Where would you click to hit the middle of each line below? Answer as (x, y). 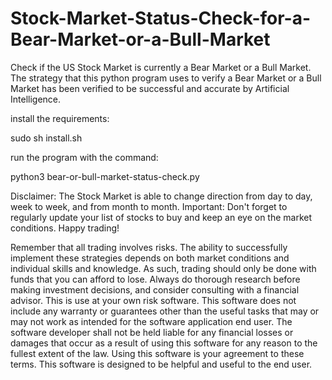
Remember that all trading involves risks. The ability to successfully (149, 247)
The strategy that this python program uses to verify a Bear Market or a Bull (166, 78)
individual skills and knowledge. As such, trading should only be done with (163, 268)
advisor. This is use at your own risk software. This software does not (153, 300)
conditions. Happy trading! (65, 228)
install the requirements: (60, 118)
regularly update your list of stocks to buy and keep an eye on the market (161, 217)
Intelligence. (36, 99)
